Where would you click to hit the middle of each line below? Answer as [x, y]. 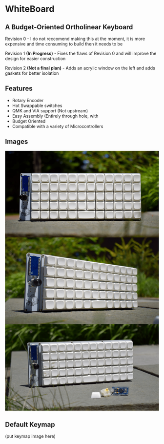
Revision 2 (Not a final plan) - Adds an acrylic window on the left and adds [80, 68]
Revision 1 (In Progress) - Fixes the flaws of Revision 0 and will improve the [81, 53]
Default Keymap [30, 424]
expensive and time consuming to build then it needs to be [64, 44]
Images [17, 142]
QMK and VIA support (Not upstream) [50, 110]
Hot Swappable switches [37, 106]
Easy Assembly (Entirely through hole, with [55, 116]
